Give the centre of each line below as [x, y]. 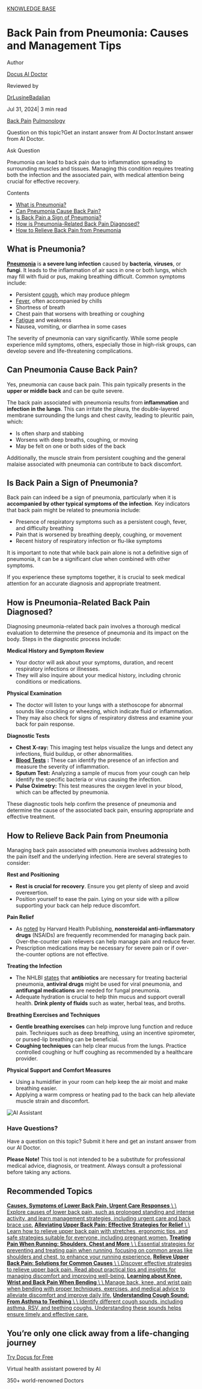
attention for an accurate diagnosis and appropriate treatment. [84, 584]
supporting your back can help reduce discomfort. [78, 905]
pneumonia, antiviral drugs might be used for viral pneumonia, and [99, 984]
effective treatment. [31, 817]
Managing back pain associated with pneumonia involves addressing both [99, 850]
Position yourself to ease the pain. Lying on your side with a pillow [97, 899]
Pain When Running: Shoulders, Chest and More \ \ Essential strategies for [101, 1244]
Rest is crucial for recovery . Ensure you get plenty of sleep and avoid [102, 886]
